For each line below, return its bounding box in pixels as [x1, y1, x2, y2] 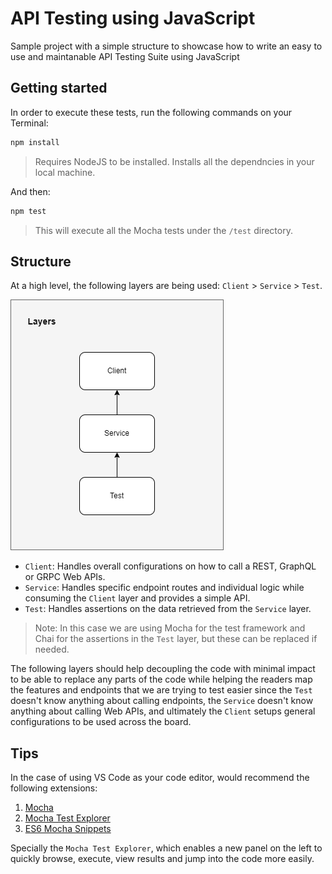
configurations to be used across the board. [10, 716, 192, 728]
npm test [10, 206, 47, 216]
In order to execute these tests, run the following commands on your [10, 106, 293, 118]
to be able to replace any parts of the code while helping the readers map [10, 673, 313, 686]
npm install [10, 137, 60, 147]
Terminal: [10, 117, 49, 129]
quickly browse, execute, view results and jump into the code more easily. [10, 853, 315, 865]
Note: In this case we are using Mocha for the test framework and [34, 622, 306, 634]
